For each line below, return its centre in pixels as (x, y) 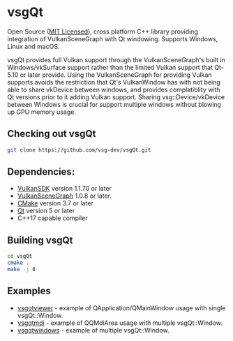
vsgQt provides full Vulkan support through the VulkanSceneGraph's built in (116, 59)
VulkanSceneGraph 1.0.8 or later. (64, 196)
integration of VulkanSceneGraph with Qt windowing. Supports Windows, (113, 38)
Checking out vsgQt (52, 134)
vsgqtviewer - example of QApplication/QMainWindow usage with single (121, 307)
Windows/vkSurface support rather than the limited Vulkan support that (110, 67)
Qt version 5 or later (46, 211)
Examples (29, 291)
